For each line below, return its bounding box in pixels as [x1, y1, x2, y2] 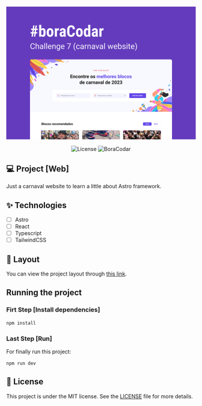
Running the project [6, 288, 82, 298]
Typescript [14, 230, 42, 237]
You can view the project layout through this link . [6, 270, 127, 277]
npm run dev [6, 360, 36, 366]
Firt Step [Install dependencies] [6, 306, 100, 314]
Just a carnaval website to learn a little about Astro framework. [6, 183, 162, 190]
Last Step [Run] [6, 334, 52, 343]
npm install [6, 320, 36, 326]
